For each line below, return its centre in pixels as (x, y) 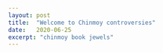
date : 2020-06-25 (40, 30)
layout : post (29, 15)
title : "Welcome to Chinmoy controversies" (82, 23)
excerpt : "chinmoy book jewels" (61, 37)
